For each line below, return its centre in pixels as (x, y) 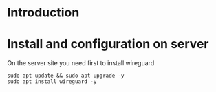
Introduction (43, 13)
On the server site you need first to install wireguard (81, 63)
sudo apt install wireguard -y (52, 82)
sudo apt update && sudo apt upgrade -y (66, 76)
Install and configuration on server (108, 44)
